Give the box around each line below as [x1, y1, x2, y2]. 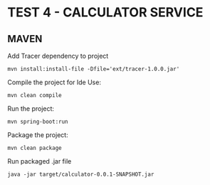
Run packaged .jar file [7, 157, 72, 165]
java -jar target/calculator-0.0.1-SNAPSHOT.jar [7, 171, 154, 178]
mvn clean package [7, 144, 62, 151]
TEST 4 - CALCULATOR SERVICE [7, 4, 204, 21]
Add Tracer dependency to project [7, 51, 109, 60]
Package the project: [7, 131, 69, 139]
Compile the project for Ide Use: [7, 78, 102, 86]
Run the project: [7, 104, 55, 113]
